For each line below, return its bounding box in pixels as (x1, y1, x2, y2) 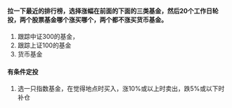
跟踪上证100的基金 (17, 41, 72, 49)
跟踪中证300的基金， (17, 32, 79, 41)
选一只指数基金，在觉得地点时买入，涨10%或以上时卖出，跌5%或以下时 (17, 85, 225, 93)
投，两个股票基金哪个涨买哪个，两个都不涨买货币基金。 (7, 15, 167, 24)
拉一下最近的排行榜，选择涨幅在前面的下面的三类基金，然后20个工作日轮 (7, 6, 219, 15)
